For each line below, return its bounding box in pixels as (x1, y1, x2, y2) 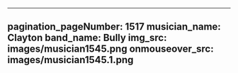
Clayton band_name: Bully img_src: (7, 32, 167, 44)
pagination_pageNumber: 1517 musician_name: (7, 21, 221, 33)
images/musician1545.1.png (7, 54, 134, 66)
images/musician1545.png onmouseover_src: (7, 43, 214, 55)
